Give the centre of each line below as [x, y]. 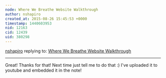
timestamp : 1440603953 [28, 23]
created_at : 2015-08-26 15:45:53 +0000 [46, 19]
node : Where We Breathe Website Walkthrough [52, 10]
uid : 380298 [17, 37]
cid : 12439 [16, 32]
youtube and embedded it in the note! [43, 70]
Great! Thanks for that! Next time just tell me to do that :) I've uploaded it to [81, 65]
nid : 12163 [16, 28]
